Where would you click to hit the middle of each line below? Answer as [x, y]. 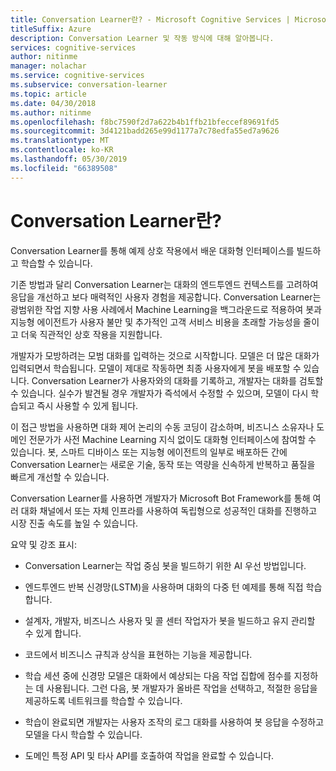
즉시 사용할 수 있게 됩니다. [87, 405]
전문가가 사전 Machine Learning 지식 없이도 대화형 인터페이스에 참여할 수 [172, 439]
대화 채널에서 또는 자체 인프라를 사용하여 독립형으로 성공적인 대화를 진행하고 [169, 510]
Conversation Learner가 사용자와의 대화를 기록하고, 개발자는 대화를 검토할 [177, 380]
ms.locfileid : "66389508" [64, 168]
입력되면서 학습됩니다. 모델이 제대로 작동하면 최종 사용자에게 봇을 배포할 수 [156, 368]
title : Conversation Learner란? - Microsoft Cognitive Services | [150, 19]
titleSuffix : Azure [51, 29]
